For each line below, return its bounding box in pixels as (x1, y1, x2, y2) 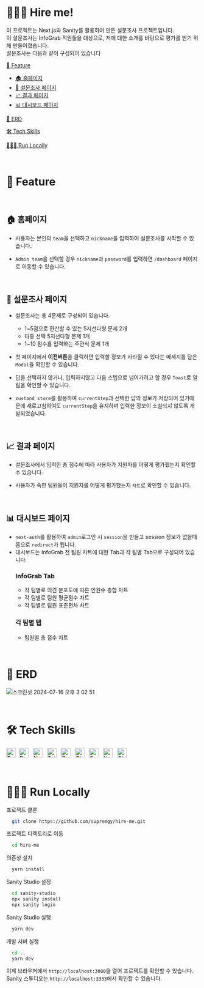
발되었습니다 (15, 409, 46, 417)
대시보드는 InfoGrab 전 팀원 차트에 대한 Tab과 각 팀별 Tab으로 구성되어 (15, 549, 184, 556)
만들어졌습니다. (12, 42, 49, 49)
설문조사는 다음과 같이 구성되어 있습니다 (6, 49, 101, 57)
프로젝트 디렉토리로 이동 (6, 830, 64, 838)
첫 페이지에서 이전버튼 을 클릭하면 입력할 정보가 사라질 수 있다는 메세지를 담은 (15, 353, 198, 360)
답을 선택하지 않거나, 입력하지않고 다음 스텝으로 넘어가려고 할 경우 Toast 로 (15, 373, 192, 381)
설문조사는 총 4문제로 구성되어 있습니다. (15, 311, 110, 319)
